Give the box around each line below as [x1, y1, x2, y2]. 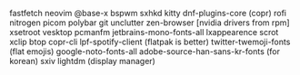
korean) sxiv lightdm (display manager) [9, 56, 156, 66]
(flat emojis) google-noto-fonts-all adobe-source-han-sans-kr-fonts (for [9, 46, 280, 57]
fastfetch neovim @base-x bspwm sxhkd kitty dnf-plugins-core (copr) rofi [9, 8, 286, 18]
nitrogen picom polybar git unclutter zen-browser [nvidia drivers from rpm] [9, 17, 290, 28]
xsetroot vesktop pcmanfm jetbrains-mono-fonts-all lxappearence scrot [9, 27, 279, 37]
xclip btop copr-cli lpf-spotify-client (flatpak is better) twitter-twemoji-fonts [9, 36, 291, 47]
